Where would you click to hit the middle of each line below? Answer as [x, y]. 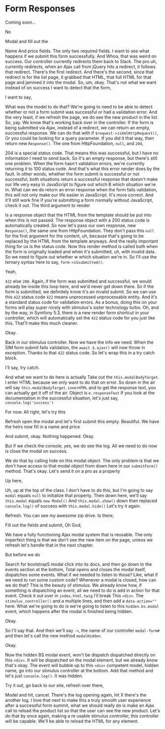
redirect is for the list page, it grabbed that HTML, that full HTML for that [78, 77]
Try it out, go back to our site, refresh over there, [55, 685]
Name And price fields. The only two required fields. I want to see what [77, 51]
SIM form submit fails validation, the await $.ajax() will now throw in [75, 347]
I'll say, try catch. [22, 367]
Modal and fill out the [27, 41]
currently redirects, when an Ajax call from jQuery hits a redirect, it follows [81, 67]
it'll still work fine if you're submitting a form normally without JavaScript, [79, 200]
